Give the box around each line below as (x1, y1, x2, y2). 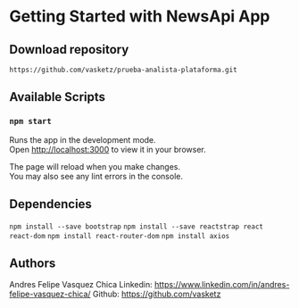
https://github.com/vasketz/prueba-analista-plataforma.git (9, 65, 238, 74)
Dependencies (9, 196, 92, 212)
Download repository (9, 42, 129, 57)
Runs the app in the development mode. (9, 134, 156, 145)
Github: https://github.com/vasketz (92, 288, 221, 300)
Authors (9, 255, 56, 271)
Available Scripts (9, 89, 105, 104)
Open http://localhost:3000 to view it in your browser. (9, 144, 207, 154)
